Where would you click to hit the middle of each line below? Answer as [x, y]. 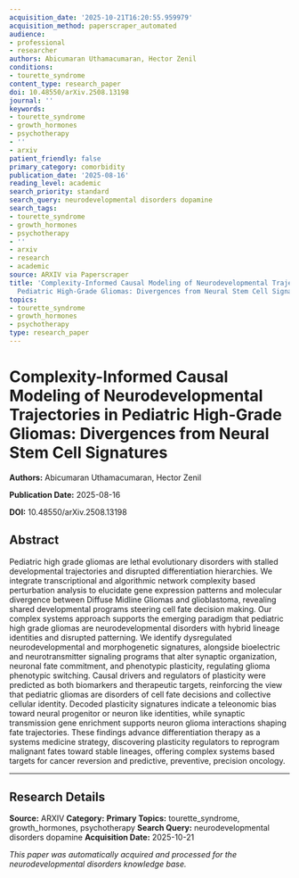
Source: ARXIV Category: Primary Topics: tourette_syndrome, [125, 818]
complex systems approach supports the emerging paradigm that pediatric [146, 618]
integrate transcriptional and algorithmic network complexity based [132, 580]
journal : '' [31, 100]
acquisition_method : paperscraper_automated [93, 26]
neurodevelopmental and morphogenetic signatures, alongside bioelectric [145, 647]
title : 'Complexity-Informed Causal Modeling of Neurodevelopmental [139, 283]
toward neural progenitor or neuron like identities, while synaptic [127, 713]
